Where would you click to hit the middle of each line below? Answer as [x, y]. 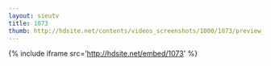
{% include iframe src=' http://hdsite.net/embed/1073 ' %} [103, 54]
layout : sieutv [34, 16]
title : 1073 [28, 23]
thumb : [19, 31]
